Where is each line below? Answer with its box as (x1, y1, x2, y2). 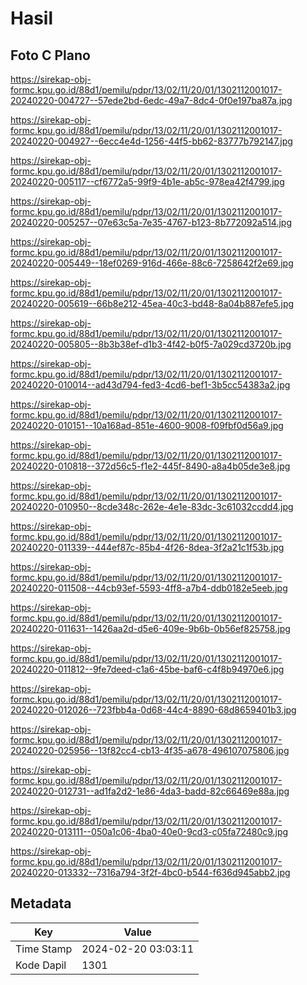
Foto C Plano (10, 47, 91, 64)
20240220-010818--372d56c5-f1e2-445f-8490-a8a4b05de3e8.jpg (10, 460, 291, 472)
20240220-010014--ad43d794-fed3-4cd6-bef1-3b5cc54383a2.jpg (10, 379, 291, 391)
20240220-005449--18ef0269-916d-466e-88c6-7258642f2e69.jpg (10, 257, 294, 269)
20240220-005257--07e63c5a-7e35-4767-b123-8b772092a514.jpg (10, 217, 293, 228)
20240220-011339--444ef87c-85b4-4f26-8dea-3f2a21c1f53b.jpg (10, 542, 285, 553)
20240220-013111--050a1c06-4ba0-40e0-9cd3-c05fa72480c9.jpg (10, 826, 289, 837)
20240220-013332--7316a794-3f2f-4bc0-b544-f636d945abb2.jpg (10, 867, 291, 878)
